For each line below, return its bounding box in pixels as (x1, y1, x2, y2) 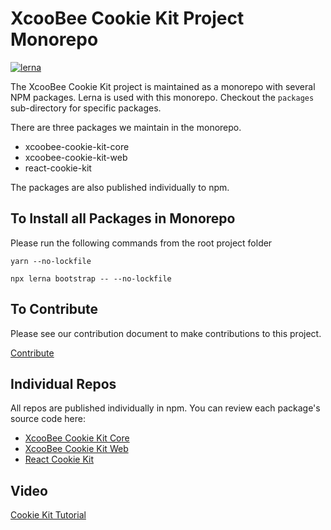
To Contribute (10, 301, 99, 318)
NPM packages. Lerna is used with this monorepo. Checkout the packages (10, 91, 315, 103)
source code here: (10, 413, 86, 425)
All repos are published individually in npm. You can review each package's (10, 402, 321, 414)
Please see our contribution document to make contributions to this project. (10, 327, 322, 339)
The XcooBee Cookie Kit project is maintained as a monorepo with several (10, 80, 316, 92)
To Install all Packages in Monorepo (10, 210, 236, 227)
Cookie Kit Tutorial (10, 509, 87, 521)
